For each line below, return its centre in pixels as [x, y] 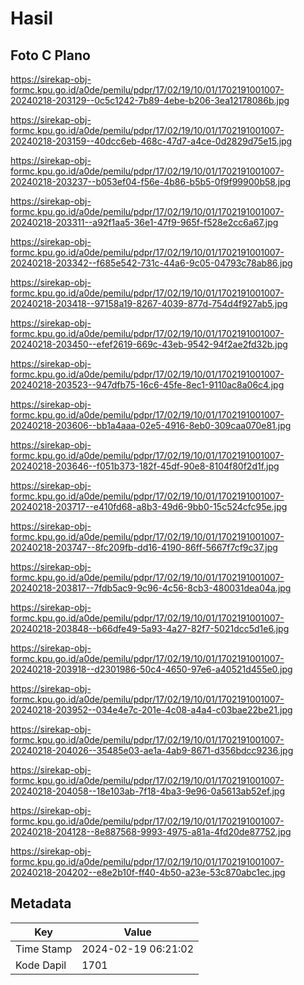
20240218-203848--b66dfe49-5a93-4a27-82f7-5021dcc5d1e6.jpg [150, 628]
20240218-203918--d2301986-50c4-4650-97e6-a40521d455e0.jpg [151, 669]
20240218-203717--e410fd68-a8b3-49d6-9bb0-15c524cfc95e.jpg [149, 506]
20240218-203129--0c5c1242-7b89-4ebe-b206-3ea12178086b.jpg [150, 100]
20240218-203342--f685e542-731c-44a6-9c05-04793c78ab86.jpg [151, 263]
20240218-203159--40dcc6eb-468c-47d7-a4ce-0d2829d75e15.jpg [151, 141]
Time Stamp [44, 949]
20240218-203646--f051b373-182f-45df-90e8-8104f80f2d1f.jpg [145, 466]
